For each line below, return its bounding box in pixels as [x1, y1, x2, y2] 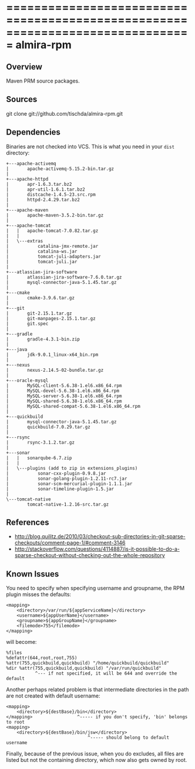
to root [6, 719, 25, 725]
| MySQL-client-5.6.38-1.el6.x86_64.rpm [6, 382, 122, 388]
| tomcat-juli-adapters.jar [6, 253, 101, 260]
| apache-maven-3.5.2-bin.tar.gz [6, 212, 104, 218]
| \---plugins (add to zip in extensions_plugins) [6, 465, 138, 471]
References [6, 518, 49, 528]
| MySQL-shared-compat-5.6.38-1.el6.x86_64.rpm [6, 403, 141, 409]
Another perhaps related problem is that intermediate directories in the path [6, 686, 189, 693]
